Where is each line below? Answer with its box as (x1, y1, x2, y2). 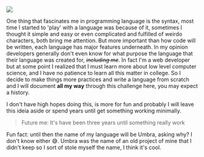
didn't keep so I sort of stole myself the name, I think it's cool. (6, 144, 162, 151)
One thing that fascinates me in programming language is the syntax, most (6, 18, 194, 24)
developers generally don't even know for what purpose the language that (6, 50, 194, 57)
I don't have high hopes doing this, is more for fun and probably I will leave (6, 101, 194, 108)
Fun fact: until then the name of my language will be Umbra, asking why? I (6, 131, 192, 138)
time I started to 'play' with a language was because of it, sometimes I (6, 24, 182, 31)
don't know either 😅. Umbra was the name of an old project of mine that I (6, 137, 192, 144)
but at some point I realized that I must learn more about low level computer (6, 63, 197, 70)
